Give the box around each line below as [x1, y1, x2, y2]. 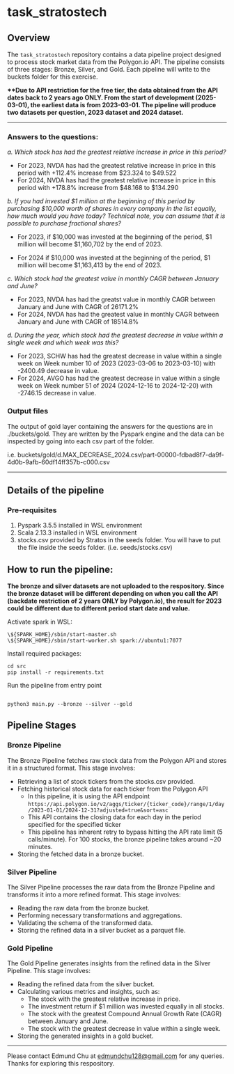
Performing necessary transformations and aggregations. [17, 911, 182, 919]
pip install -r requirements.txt [7, 669, 104, 676]
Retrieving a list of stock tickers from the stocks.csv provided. [17, 777, 195, 785]
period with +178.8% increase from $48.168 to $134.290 [17, 184, 179, 192]
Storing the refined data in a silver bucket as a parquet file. [17, 926, 186, 935]
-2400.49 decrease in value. [17, 367, 100, 375]
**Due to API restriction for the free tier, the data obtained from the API [7, 86, 218, 94]
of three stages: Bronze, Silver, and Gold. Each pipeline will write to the [7, 65, 211, 73]
